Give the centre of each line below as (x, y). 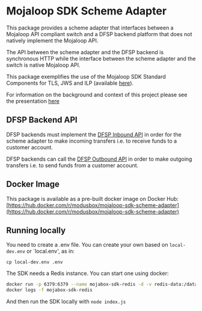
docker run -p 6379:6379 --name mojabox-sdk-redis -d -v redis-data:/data (102, 285)
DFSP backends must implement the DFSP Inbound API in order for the (94, 134)
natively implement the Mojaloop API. (52, 40)
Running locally (36, 230)
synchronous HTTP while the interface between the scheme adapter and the (101, 58)
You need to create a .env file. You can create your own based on (87, 245)
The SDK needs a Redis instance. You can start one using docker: (87, 273)
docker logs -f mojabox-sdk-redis (50, 290)
